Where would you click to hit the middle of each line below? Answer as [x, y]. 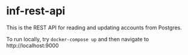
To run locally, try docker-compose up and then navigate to [78, 39]
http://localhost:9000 [33, 45]
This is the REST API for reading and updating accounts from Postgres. [94, 27]
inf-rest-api [36, 11]
